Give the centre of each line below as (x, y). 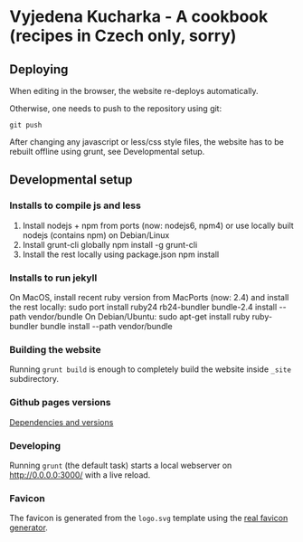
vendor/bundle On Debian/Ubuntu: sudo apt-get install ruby (139, 316)
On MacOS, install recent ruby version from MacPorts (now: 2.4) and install (149, 297)
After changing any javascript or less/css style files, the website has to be (147, 142)
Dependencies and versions (62, 422)
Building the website (55, 349)
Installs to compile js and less (76, 205)
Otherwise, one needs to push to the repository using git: (116, 109)
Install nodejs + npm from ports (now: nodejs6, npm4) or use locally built (158, 225)
